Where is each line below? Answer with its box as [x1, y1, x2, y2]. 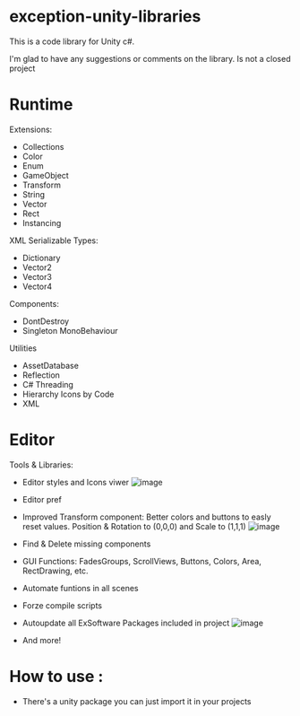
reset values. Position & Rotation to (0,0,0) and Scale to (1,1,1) [21, 520, 246, 531]
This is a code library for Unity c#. [9, 36, 135, 47]
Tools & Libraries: [9, 459, 73, 470]
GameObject [21, 170, 69, 180]
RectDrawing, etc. [21, 565, 89, 576]
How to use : [9, 667, 104, 686]
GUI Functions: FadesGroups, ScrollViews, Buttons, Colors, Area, [21, 555, 262, 566]
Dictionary [21, 252, 61, 263]
